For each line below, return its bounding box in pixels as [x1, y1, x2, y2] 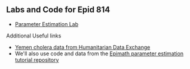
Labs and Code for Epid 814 [6, 5, 111, 15]
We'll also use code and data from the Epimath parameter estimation [14, 50, 184, 57]
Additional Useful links [6, 32, 62, 39]
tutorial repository [14, 56, 59, 63]
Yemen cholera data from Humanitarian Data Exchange [14, 43, 151, 51]
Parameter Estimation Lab [14, 20, 79, 27]
